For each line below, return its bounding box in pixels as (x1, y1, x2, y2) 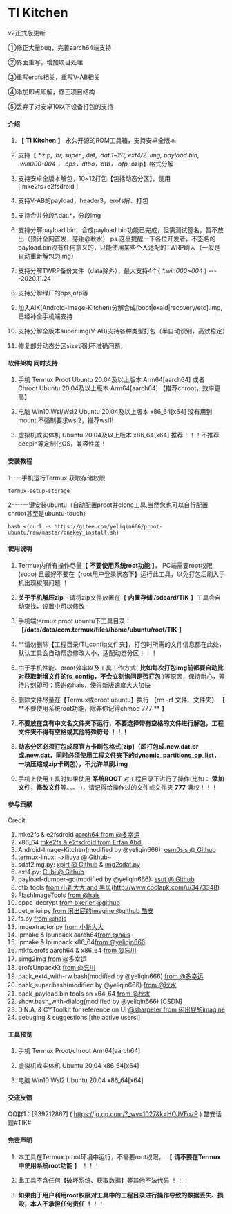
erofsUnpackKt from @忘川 (17, 963, 96, 971)
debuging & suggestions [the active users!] (17, 1013, 141, 1021)
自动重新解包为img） (17, 252, 78, 261)
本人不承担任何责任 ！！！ (30, 1199, 105, 1208)
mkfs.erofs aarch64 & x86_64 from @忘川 (17, 946, 137, 954)
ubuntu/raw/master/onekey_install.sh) (8, 529, 119, 536)
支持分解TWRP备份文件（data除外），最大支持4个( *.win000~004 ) (17, 267, 207, 275)
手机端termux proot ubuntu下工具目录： (17, 616, 132, 625)
